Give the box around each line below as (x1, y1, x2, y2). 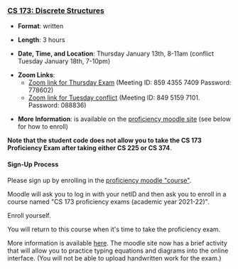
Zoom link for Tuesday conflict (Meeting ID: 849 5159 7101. (28, 93, 200, 102)
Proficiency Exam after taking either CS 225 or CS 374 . (7, 144, 172, 152)
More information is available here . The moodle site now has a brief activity (7, 238, 227, 247)
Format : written (17, 22, 64, 31)
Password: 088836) (28, 101, 87, 110)
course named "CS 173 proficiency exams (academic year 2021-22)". (7, 197, 210, 206)
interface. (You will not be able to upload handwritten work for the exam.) (7, 253, 222, 262)
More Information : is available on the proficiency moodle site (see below (17, 115, 232, 123)
